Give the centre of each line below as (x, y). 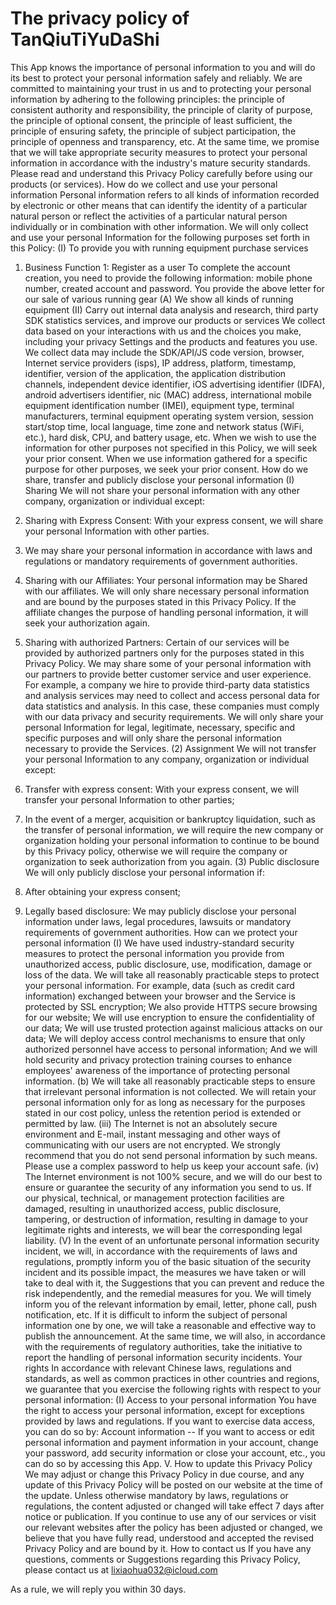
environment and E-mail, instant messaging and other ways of (152, 1134)
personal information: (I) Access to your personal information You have (170, 1399)
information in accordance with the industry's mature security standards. (160, 163)
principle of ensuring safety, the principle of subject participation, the (153, 131)
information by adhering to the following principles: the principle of (148, 99)
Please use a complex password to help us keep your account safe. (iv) (172, 1166)
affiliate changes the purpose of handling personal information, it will (166, 612)
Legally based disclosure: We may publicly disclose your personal (160, 911)
